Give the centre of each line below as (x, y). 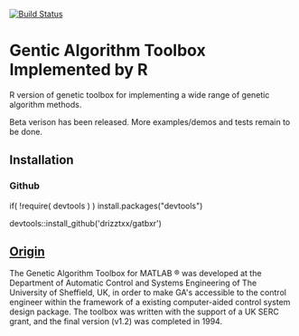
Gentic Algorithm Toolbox (107, 51)
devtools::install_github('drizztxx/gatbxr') (86, 223)
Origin (27, 252)
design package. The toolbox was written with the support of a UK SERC (145, 312)
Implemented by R (79, 70)
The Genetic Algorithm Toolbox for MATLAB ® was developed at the (135, 274)
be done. (26, 131)
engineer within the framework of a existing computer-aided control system (150, 302)
